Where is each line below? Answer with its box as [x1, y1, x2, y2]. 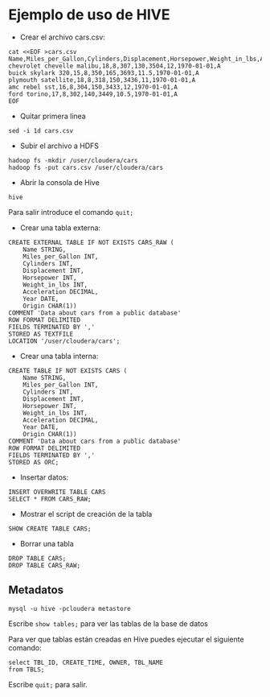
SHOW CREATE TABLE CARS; [8, 525, 92, 533]
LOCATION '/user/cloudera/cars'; [8, 336, 121, 345]
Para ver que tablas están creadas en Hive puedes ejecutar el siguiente [8, 634, 244, 644]
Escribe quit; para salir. [8, 679, 88, 689]
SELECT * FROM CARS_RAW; [8, 495, 92, 503]
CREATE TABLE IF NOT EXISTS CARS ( [8, 366, 128, 375]
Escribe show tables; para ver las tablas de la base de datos [8, 618, 209, 629]
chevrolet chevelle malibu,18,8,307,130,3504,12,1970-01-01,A [8, 62, 221, 70]
